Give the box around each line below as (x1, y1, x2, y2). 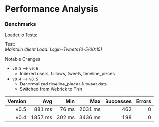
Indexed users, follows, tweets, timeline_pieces (19, 71, 115, 77)
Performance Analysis (5, 3, 99, 15)
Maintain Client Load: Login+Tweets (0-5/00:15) (5, 46, 102, 52)
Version (7, 98, 26, 105)
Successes (105, 98, 132, 105)
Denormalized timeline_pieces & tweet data (19, 81, 107, 87)
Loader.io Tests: (5, 32, 38, 38)
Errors (136, 98, 151, 105)
